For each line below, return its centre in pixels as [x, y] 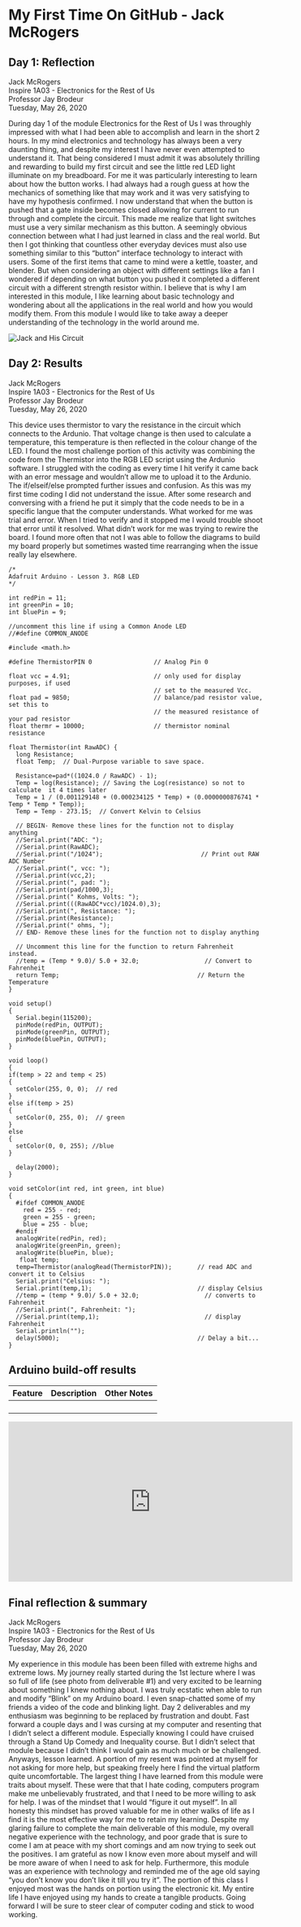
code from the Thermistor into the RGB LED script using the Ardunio [122, 459]
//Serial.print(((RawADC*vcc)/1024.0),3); [88, 904]
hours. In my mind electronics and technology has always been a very [125, 141]
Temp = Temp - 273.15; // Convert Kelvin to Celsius [108, 811]
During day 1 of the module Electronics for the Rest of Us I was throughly [130, 123]
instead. [23, 953]
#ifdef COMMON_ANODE [50, 1203]
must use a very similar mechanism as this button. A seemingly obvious [128, 227]
